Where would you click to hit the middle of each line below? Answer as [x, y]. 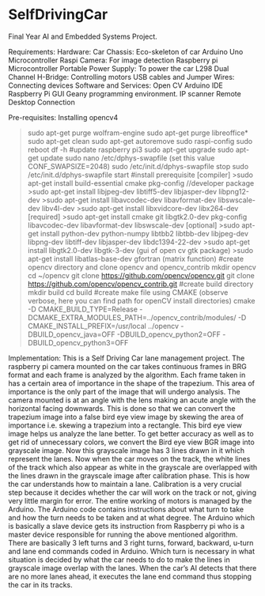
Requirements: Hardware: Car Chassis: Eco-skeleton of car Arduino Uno [126, 51]
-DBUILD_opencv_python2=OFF [169, 334]
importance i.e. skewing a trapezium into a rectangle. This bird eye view [125, 425]
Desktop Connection [42, 102]
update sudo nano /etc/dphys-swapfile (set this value [128, 158]
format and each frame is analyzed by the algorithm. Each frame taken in [127, 375]
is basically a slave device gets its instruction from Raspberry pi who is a [127, 526]
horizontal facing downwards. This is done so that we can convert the [122, 408]
